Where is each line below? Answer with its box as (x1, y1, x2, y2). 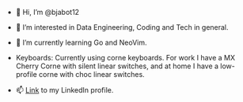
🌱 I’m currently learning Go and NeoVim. (15, 38, 147, 47)
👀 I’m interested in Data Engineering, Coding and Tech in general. (15, 23, 229, 31)
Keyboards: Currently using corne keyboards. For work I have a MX (15, 53, 236, 62)
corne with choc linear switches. (38, 70, 145, 78)
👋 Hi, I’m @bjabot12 (15, 8, 80, 16)
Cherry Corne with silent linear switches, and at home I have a (15, 61, 219, 71)
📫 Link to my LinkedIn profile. (15, 86, 114, 94)
